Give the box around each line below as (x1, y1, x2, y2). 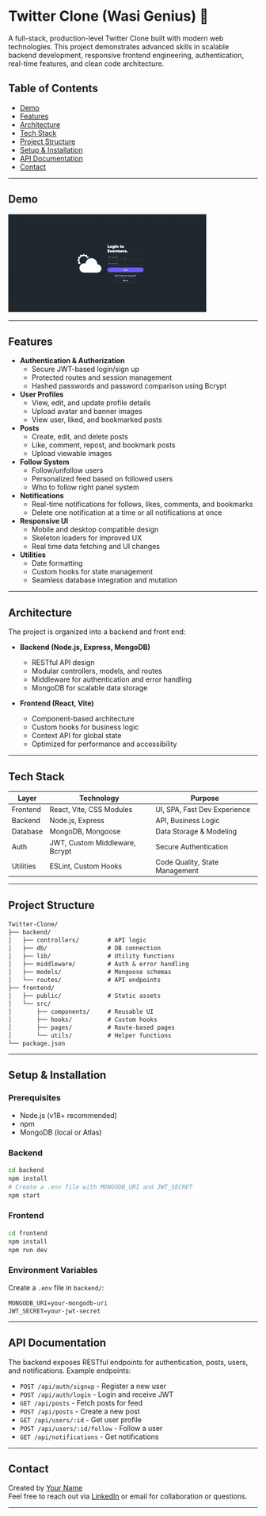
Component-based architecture (31, 714, 135, 724)
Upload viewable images (31, 449, 112, 458)
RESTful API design (31, 658, 95, 667)
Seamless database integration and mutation (31, 575, 178, 585)
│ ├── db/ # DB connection (8, 945, 161, 953)
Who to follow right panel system (31, 482, 140, 492)
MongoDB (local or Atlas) (19, 1127, 102, 1137)
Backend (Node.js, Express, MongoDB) (19, 643, 150, 652)
